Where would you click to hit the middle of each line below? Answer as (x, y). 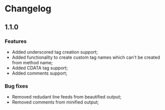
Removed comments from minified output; (55, 102)
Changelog (28, 9)
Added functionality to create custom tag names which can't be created (86, 57)
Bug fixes (16, 86)
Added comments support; (39, 73)
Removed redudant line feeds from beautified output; (66, 97)
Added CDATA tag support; (40, 68)
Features (16, 41)
